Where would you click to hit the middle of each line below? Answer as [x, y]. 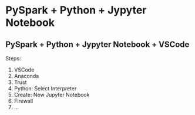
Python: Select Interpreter [45, 88]
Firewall [23, 101]
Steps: [13, 58]
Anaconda [26, 76]
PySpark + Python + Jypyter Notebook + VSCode [97, 44]
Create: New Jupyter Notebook [52, 95]
